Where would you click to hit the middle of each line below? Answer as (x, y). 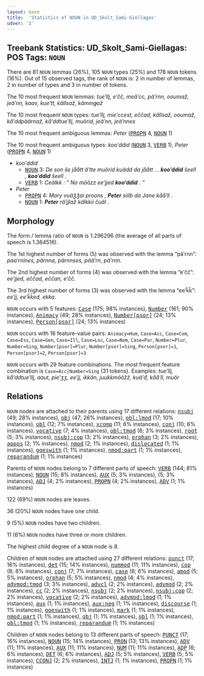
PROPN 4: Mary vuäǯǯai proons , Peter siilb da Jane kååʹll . (99, 196)
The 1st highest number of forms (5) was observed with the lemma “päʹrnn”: (102, 254)
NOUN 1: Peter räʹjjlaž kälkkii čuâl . (67, 202)
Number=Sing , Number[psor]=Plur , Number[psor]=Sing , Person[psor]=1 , (93, 346)
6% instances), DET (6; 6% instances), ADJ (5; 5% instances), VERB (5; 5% (100, 654)
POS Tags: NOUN (36, 57)
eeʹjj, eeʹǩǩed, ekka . (32, 297)
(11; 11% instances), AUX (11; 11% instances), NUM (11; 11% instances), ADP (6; (101, 647)
